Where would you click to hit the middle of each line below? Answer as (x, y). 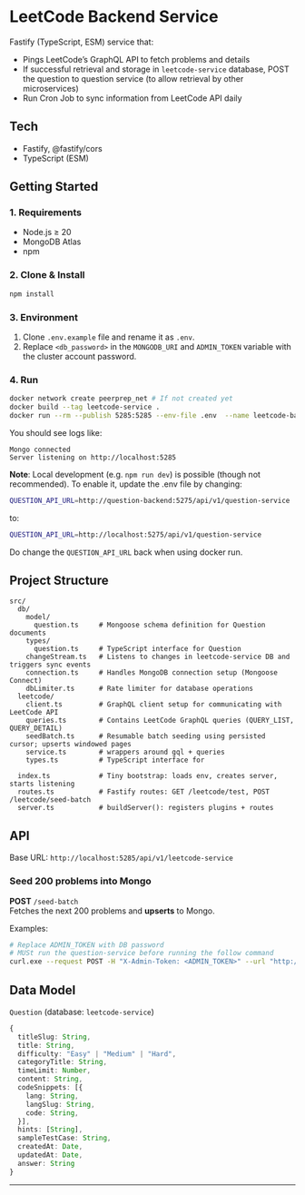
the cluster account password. (79, 356)
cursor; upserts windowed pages (70, 745)
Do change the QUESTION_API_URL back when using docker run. (126, 552)
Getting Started (54, 187)
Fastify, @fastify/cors (62, 148)
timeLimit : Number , (54, 1071)
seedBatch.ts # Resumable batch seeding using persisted (146, 736)
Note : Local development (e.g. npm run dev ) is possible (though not (135, 474)
